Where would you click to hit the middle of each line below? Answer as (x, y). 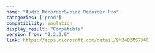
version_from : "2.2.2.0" (38, 35)
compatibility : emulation (39, 23)
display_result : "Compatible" (45, 29)
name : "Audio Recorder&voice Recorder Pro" (63, 12)
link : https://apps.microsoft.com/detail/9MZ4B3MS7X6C (78, 40)
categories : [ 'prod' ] (34, 18)
